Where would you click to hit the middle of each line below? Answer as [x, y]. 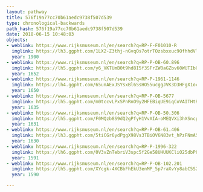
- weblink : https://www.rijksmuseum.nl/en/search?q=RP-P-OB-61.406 [93, 130]
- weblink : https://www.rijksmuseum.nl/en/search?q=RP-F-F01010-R [92, 46]
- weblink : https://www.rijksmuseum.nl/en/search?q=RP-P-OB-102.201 [94, 164]
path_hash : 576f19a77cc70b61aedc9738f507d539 [64, 29]
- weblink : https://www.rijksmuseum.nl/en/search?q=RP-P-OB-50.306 [93, 113]
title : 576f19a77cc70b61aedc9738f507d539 [59, 18]
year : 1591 [25, 158]
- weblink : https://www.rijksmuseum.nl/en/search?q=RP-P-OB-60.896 [93, 62]
